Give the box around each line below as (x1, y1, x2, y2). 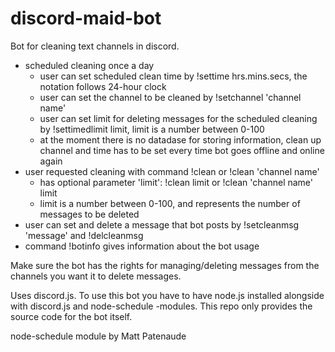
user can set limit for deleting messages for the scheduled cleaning (39, 112, 318, 124)
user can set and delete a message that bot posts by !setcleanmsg (24, 218, 300, 231)
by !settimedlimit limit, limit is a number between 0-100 (39, 123, 265, 135)
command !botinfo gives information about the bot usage (24, 240, 260, 252)
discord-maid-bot (10, 7, 162, 30)
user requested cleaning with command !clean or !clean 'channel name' (24, 165, 320, 177)
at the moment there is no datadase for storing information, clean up (39, 133, 322, 146)
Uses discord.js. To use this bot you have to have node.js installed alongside (10, 289, 325, 301)
